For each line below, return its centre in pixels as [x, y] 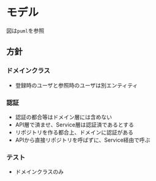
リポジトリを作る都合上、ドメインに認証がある [74, 132]
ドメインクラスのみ [39, 172]
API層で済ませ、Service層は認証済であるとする [75, 124]
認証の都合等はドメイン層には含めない [63, 117]
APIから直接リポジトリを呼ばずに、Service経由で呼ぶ [83, 140]
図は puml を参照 [25, 31]
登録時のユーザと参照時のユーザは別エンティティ [76, 85]
